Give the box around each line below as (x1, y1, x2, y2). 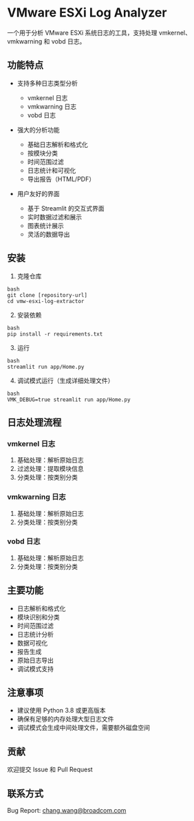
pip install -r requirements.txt (7, 330, 103, 338)
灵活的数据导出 (27, 230, 70, 238)
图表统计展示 (27, 221, 64, 229)
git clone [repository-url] (7, 291, 88, 298)
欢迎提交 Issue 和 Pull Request (7, 765, 93, 774)
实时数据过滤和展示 (27, 213, 83, 221)
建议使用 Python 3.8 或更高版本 (17, 706, 106, 715)
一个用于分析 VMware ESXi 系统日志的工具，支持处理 (7, 28, 158, 37)
